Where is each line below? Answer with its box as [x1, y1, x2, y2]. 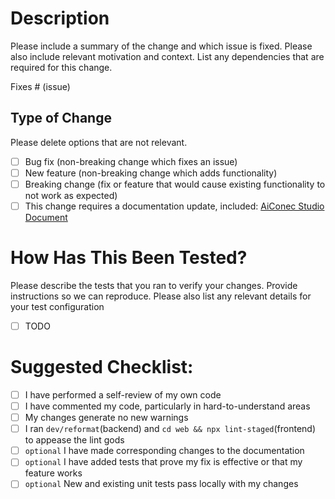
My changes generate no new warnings [24, 412, 189, 424]
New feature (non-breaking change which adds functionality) [24, 167, 278, 179]
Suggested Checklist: [10, 356, 194, 379]
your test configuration [10, 300, 105, 312]
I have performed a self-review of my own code [24, 388, 222, 401]
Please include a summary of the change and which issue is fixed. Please [10, 40, 313, 52]
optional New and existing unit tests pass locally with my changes [24, 478, 299, 490]
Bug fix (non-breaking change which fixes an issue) [24, 155, 238, 167]
